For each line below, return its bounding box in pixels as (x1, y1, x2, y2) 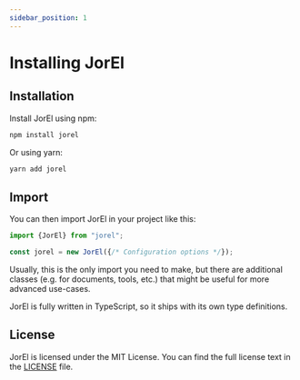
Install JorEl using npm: (9, 113, 97, 124)
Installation (9, 88, 75, 105)
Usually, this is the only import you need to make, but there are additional (9, 264, 284, 275)
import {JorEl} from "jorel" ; (9, 231, 125, 241)
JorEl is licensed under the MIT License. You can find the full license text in (9, 351, 291, 362)
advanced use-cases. (9, 283, 91, 294)
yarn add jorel (9, 165, 67, 174)
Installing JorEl (9, 52, 125, 73)
